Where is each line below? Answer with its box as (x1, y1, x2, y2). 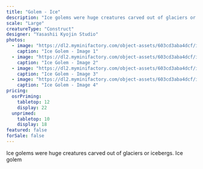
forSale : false (6, 133, 45, 139)
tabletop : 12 (17, 99, 50, 105)
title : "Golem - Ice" (6, 8, 61, 15)
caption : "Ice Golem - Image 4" (17, 82, 98, 88)
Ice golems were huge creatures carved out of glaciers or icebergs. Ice (6, 149, 183, 156)
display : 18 (17, 122, 47, 128)
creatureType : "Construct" (6, 25, 74, 32)
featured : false (6, 127, 47, 133)
